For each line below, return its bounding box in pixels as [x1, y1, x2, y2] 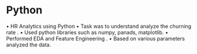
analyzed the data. [6, 41, 51, 48]
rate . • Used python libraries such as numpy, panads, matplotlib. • [6, 28, 169, 35]
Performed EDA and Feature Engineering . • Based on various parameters [6, 35, 185, 42]
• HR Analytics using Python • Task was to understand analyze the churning [6, 23, 192, 30]
